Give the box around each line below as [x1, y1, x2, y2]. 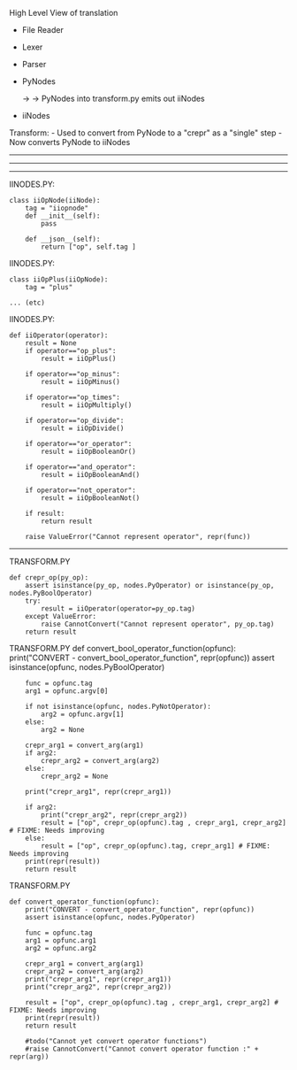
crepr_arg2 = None [41, 772, 109, 781]
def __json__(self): [25, 235, 101, 243]
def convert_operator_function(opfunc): [9, 897, 161, 906]
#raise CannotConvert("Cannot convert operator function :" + [25, 1044, 259, 1053]
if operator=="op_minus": [25, 370, 121, 379]
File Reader [21, 25, 64, 35]
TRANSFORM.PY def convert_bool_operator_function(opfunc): [9, 643, 237, 653]
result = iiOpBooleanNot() [41, 494, 141, 503]
